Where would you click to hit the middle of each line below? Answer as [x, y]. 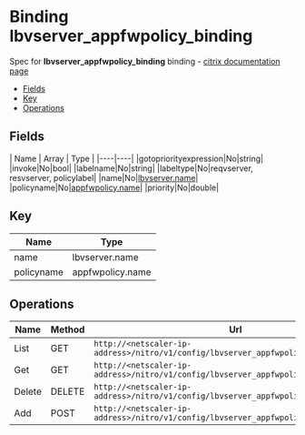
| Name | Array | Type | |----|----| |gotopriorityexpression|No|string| [137, 158]
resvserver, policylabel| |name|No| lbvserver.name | [104, 177]
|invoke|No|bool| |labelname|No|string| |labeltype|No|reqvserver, [132, 168]
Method [68, 329]
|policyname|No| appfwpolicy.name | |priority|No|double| [114, 187]
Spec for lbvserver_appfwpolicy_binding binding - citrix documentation [145, 61]
